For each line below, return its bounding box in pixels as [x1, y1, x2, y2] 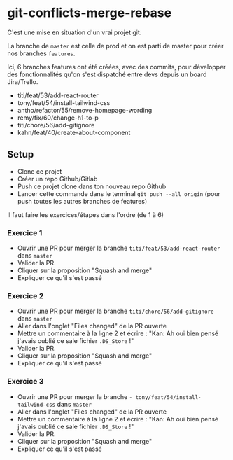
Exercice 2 [7, 291, 44, 300]
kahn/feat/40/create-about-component [17, 128, 131, 137]
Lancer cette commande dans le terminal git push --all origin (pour [17, 189, 220, 197]
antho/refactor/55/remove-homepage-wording [17, 106, 153, 114]
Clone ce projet [17, 167, 62, 176]
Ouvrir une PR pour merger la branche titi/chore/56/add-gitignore [17, 307, 214, 316]
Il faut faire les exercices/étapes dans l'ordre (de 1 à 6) [7, 210, 164, 218]
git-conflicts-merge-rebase [7, 5, 172, 21]
